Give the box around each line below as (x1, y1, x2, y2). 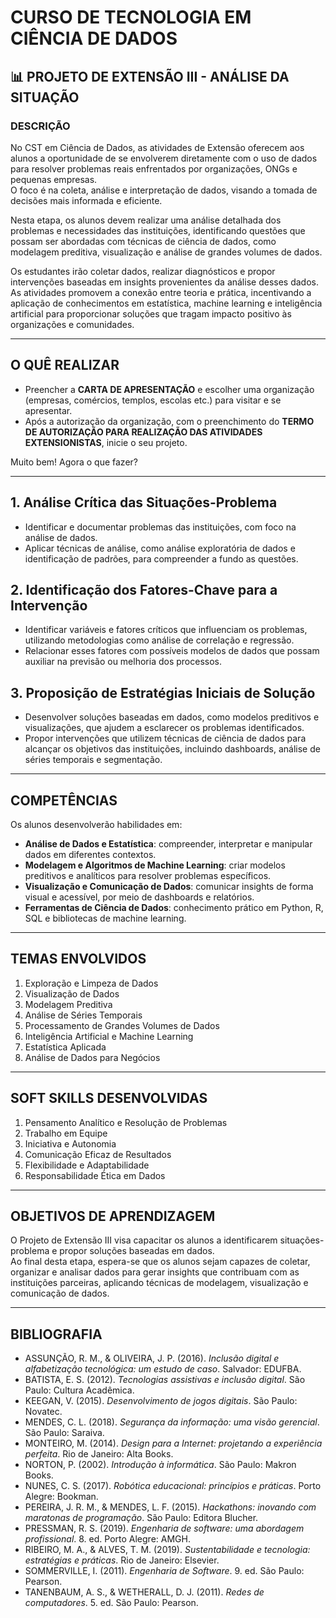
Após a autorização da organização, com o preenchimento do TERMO (24, 415, 315, 427)
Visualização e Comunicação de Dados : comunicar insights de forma (24, 880, 314, 892)
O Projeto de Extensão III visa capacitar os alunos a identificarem (10, 1234, 278, 1246)
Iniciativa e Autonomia (24, 1137, 117, 1150)
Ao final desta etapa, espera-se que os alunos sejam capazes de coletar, (10, 1256, 311, 1268)
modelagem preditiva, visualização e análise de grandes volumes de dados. (10, 246, 323, 258)
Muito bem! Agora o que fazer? (10, 456, 138, 468)
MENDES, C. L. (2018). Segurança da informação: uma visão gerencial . (24, 1416, 320, 1428)
